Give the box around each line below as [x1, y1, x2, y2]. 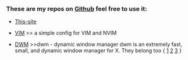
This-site [14, 18, 37, 25]
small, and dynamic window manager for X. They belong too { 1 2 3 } [14, 47, 182, 54]
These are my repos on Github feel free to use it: [6, 5, 147, 13]
